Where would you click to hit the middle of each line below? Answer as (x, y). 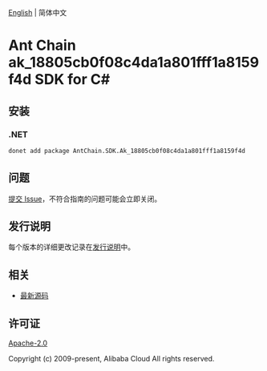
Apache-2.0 (28, 343)
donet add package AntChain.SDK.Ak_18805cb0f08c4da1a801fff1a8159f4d (127, 151)
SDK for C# (73, 80)
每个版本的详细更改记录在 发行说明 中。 (71, 247)
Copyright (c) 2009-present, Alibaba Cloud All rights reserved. (111, 359)
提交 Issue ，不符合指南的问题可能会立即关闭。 (85, 199)
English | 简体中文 (38, 12)
